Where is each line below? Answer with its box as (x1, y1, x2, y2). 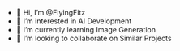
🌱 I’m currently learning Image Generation (15, 25, 156, 34)
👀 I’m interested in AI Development (15, 16, 132, 26)
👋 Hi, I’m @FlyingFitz (15, 8, 86, 17)
